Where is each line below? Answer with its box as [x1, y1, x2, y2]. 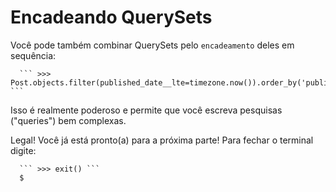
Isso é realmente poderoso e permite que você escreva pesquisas [10, 104, 283, 116]
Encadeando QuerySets [10, 6, 213, 29]
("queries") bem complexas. [10, 114, 127, 126]
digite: [10, 144, 37, 156]
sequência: [10, 49, 57, 61]
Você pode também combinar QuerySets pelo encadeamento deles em [10, 39, 295, 51]
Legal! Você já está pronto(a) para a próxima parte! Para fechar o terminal [10, 134, 314, 146]
